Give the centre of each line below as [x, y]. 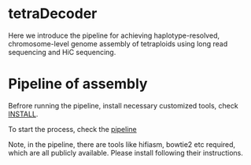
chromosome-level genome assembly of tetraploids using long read [118, 43]
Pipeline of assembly [78, 84]
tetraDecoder [53, 14]
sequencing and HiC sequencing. [62, 52]
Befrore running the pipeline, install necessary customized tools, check [123, 105]
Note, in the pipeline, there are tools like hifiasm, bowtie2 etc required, [122, 144]
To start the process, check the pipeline [72, 129]
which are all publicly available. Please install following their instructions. [126, 152]
